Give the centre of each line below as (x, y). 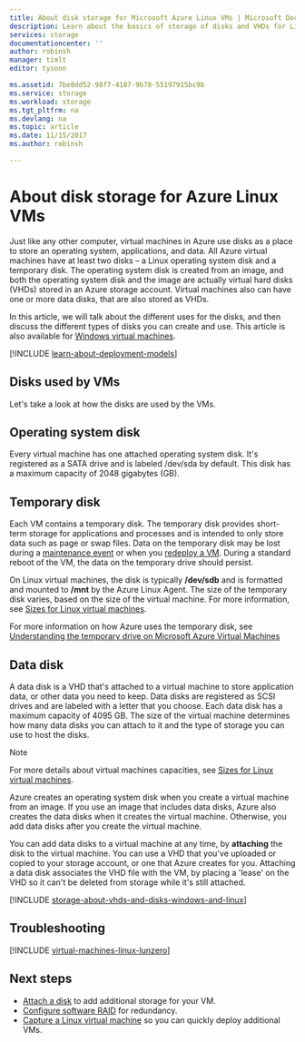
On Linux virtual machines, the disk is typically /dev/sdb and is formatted (146, 580)
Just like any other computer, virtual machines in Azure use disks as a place (151, 241)
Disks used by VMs (65, 382)
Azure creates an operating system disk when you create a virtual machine (149, 797)
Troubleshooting (58, 928)
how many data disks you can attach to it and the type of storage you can (147, 725)
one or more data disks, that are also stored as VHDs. (109, 299)
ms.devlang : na (38, 119)
